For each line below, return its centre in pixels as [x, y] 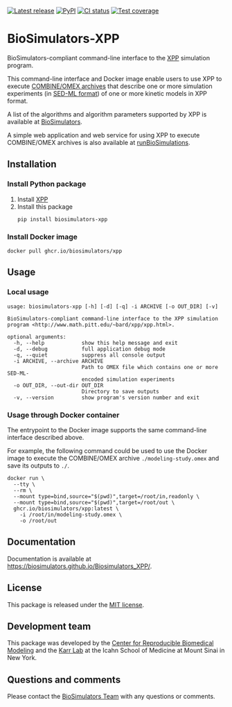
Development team [49, 626]
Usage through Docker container [63, 415]
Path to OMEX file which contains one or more [150, 367]
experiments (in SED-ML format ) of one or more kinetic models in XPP [107, 93]
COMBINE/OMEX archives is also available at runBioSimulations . [99, 142]
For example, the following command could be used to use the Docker [107, 450]
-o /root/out [38, 520]
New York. [22, 658]
